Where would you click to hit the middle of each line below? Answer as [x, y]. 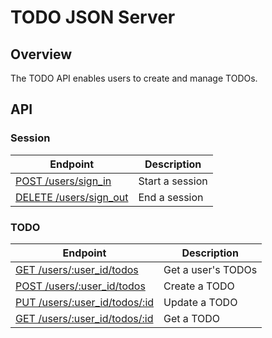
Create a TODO [199, 286]
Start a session [173, 181]
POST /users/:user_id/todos [80, 286]
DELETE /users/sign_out [72, 197]
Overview [41, 54]
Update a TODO [200, 302]
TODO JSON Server [93, 17]
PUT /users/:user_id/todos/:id [85, 302]
